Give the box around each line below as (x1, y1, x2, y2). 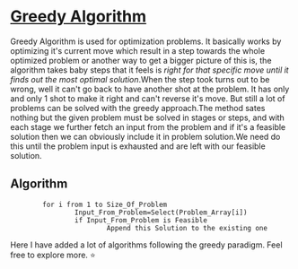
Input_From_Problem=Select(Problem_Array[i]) (74, 208, 248, 217)
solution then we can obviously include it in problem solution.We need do (10, 131, 281, 142)
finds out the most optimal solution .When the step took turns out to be (10, 74, 270, 84)
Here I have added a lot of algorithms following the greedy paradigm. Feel (10, 239, 283, 250)
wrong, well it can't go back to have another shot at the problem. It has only (10, 83, 290, 94)
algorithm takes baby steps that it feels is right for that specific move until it (10, 65, 290, 75)
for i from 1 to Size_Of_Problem (42, 200, 168, 209)
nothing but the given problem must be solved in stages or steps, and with (10, 112, 285, 123)
